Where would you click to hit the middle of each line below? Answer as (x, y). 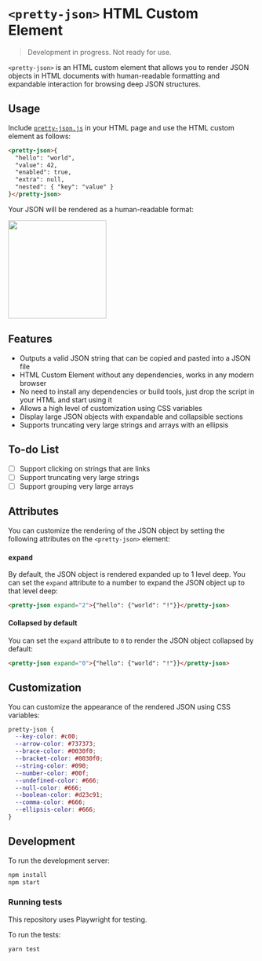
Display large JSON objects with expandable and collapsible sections (131, 416)
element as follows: (40, 136)
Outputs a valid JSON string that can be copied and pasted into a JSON (135, 358)
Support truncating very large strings (79, 477)
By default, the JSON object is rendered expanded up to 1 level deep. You (127, 574)
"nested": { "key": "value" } (64, 187)
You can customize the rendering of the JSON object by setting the (116, 530)
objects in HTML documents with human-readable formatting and (114, 75)
